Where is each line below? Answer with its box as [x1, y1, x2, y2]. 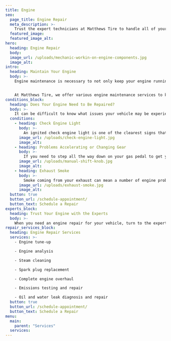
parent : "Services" [14, 323, 56, 328]
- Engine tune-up [14, 239, 51, 245]
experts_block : [5, 206, 38, 211]
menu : [5, 313, 17, 319]
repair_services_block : [5, 225, 56, 230]
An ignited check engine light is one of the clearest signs [23, 130, 156, 135]
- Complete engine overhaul [14, 276, 74, 281]
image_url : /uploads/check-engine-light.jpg [18, 135, 115, 140]
